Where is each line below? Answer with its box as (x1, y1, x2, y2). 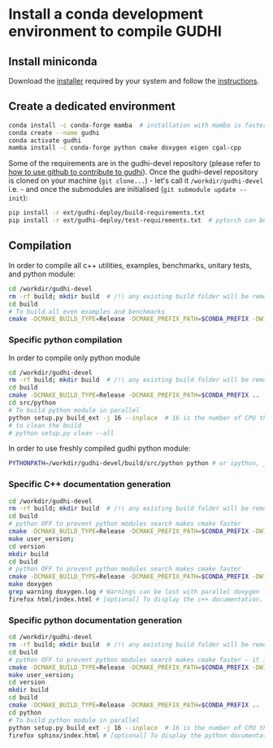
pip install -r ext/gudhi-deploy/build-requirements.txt (8, 209, 206, 217)
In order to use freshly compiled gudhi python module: (8, 444, 191, 454)
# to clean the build (8, 421, 82, 429)
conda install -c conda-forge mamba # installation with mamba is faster (8, 121, 267, 129)
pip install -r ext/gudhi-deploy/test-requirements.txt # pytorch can (8, 216, 256, 224)
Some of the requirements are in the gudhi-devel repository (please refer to (8, 159, 261, 168)
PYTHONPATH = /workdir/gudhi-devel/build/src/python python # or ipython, (8, 459, 260, 467)
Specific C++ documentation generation (8, 479, 171, 490)
